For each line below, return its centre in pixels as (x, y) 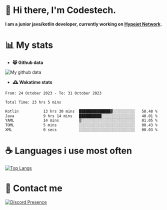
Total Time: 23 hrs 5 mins (33, 102)
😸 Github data (28, 62)
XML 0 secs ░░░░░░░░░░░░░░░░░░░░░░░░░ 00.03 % (81, 130)
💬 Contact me (34, 188)
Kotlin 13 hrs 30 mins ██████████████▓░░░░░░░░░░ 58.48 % (81, 111)
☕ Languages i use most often (69, 151)
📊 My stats (29, 45)
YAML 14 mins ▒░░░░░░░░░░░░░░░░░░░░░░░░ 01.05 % (81, 120)
